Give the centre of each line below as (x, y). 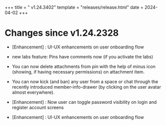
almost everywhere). (33, 92)
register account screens (38, 107)
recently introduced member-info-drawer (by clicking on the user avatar (87, 87)
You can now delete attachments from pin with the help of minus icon (84, 66)
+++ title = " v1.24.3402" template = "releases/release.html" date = (74, 7)
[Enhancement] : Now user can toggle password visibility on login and (84, 102)
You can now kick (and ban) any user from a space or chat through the (85, 81)
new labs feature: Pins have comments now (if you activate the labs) (82, 56)
